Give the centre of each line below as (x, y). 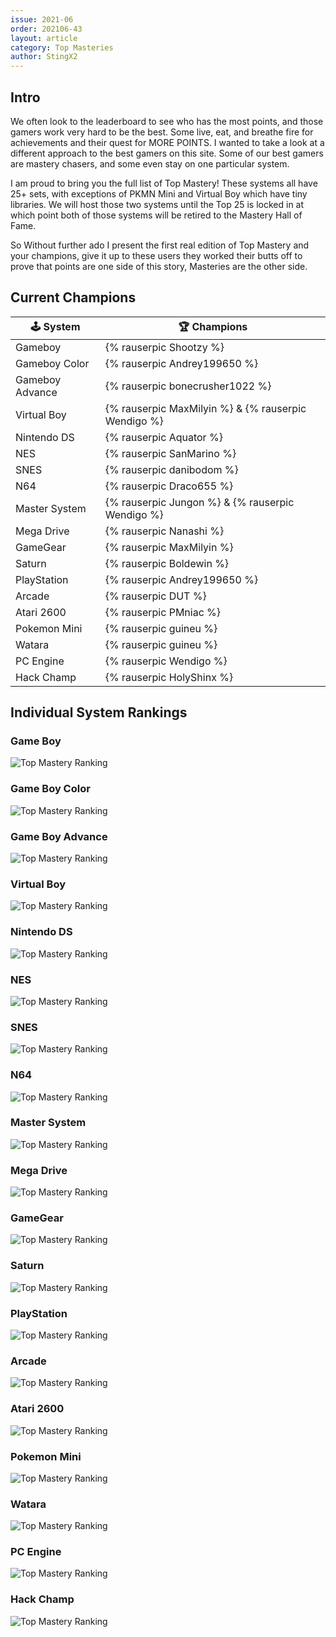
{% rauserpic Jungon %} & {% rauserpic (199, 502)
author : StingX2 (44, 57)
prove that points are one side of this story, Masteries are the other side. (159, 266)
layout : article (44, 38)
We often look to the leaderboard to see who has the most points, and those (167, 121)
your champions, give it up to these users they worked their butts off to (156, 255)
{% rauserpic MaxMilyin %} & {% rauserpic (205, 408)
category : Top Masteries (62, 47)
